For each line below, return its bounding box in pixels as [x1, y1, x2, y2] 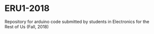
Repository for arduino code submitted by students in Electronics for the [4, 19, 150, 24]
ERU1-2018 [4, 3, 50, 14]
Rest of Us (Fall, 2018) [4, 23, 49, 29]
